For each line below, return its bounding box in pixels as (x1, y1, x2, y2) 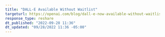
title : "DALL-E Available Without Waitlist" (5, 7, 98, 12)
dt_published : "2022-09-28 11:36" (5, 20, 76, 25)
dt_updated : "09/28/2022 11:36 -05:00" (5, 25, 87, 30)
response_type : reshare (5, 16, 54, 21)
